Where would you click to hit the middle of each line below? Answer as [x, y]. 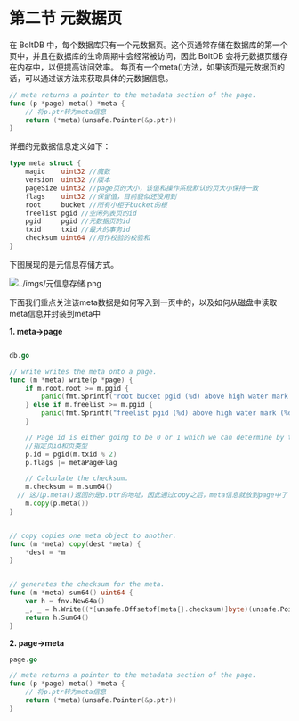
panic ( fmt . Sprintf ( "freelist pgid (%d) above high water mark [159, 413]
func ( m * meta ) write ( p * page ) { [71, 380]
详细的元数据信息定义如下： [60, 146]
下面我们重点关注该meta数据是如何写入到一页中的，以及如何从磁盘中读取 [143, 302]
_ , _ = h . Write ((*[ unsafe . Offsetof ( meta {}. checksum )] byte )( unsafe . [153, 609]
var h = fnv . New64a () [65, 601]
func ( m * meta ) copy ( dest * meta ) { [75, 544]
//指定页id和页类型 [57, 446]
